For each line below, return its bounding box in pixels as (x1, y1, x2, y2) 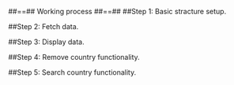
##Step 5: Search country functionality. (8, 68, 137, 77)
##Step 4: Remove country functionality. (8, 53, 140, 61)
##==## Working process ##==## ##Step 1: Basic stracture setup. (8, 7, 227, 16)
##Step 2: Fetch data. (8, 22, 79, 31)
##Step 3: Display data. (8, 37, 85, 46)
